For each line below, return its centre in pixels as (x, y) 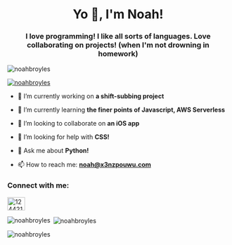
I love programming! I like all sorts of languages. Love (118, 37)
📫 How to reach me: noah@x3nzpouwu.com (84, 165)
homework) (118, 54)
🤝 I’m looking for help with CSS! (64, 137)
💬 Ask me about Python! (53, 151)
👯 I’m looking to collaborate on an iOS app (78, 124)
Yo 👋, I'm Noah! (118, 14)
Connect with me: (38, 185)
